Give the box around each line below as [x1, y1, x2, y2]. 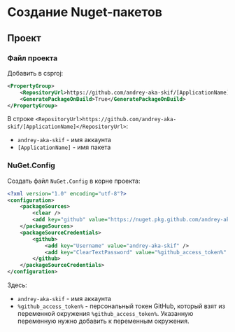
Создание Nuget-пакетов [7, 4, 163, 20]
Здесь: [7, 281, 28, 289]
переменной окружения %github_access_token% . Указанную [17, 310, 194, 318]
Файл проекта [7, 53, 58, 63]
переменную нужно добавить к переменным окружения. [17, 317, 190, 326]
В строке [7, 115, 34, 123]
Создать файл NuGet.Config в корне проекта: [7, 177, 141, 185]
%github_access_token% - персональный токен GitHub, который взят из [17, 302, 226, 310]
